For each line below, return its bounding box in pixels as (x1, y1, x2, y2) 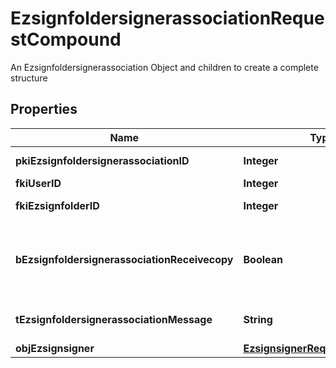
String (243, 312, 273, 326)
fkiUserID (15, 176, 62, 190)
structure (10, 72, 48, 84)
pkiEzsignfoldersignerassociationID (15, 153, 190, 167)
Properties (10, 101, 78, 118)
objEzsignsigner (15, 341, 95, 355)
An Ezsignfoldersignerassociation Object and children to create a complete (10, 61, 319, 73)
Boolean (243, 252, 283, 266)
